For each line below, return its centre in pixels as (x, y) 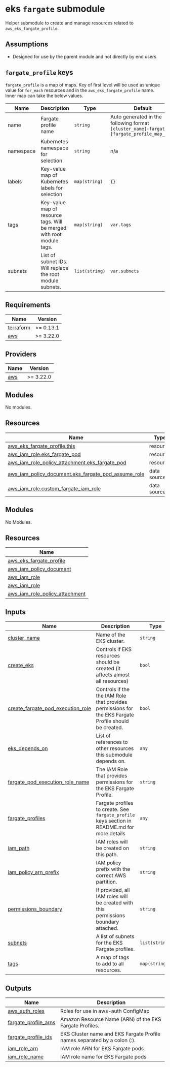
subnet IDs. (54, 261)
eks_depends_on (28, 748)
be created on (113, 848)
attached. (107, 928)
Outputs (18, 988)
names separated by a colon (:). (98, 1041)
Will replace (54, 268)
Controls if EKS (114, 649)
